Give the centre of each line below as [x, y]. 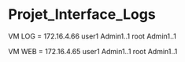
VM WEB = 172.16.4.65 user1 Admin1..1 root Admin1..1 [93, 51]
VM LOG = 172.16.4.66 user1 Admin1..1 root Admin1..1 [92, 36]
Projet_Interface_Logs [82, 15]
